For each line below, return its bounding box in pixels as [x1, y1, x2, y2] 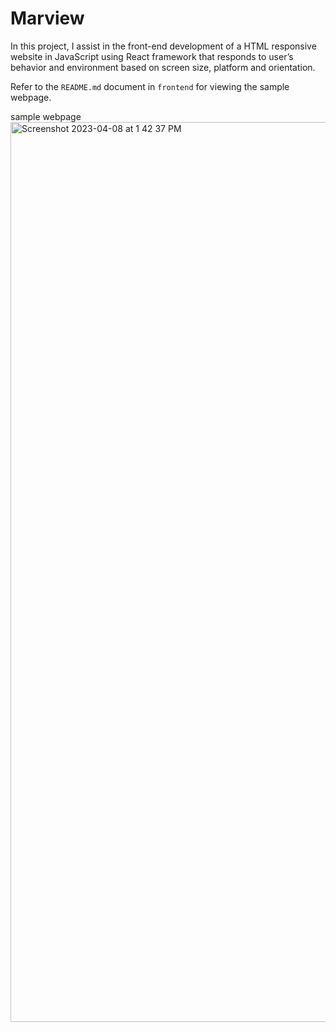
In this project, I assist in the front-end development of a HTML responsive [10, 40, 317, 52]
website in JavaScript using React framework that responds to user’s [10, 50, 294, 62]
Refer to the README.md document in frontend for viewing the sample [10, 80, 290, 92]
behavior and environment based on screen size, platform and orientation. [10, 61, 316, 73]
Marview [10, 7, 85, 30]
